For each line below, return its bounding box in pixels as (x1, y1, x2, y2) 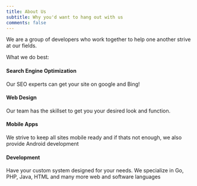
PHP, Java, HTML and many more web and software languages (6, 173, 161, 181)
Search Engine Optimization (6, 67, 77, 74)
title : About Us (6, 8, 46, 15)
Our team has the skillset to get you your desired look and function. (6, 107, 171, 114)
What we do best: (6, 54, 49, 61)
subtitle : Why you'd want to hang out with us (6, 14, 123, 20)
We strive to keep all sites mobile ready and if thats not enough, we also (6, 134, 182, 141)
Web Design (6, 94, 37, 101)
